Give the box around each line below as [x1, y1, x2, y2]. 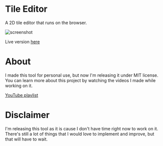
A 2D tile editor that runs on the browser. [5, 20, 87, 26]
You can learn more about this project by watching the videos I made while [5, 77, 156, 83]
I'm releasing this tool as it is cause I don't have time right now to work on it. [5, 125, 158, 131]
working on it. [5, 83, 33, 88]
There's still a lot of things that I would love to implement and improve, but [5, 131, 154, 137]
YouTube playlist [5, 92, 38, 98]
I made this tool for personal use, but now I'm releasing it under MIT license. [5, 72, 159, 78]
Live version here [5, 38, 40, 45]
